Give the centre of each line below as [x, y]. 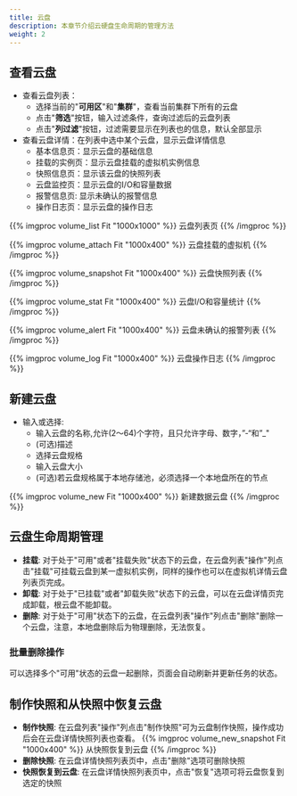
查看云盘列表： [49, 95]
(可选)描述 [54, 444]
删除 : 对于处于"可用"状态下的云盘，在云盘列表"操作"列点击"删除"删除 [148, 615]
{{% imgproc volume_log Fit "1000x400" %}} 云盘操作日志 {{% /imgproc [143, 358]
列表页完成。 [45, 582]
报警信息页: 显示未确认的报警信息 [96, 196]
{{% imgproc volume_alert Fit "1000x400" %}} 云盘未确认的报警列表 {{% [143, 330]
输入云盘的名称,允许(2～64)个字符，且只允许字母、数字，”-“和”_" [153, 433]
